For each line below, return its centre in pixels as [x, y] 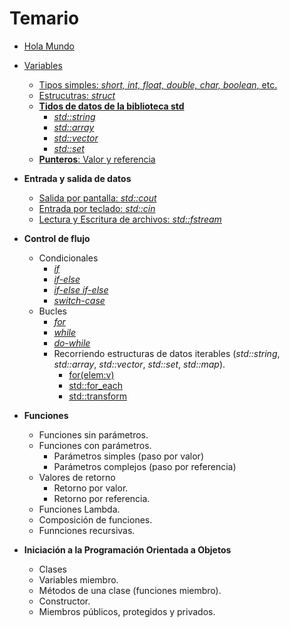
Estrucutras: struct [77, 95]
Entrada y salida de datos [77, 178]
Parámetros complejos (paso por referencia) [145, 466]
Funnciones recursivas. [87, 530]
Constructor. [64, 601]
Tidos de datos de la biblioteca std [111, 106]
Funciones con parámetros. [95, 445]
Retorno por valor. [91, 488]
